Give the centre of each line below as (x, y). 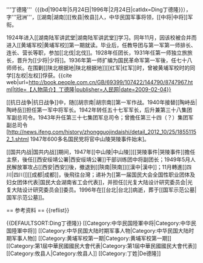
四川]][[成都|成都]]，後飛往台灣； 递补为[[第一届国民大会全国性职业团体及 (104, 175)
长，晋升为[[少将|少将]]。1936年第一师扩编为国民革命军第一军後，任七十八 (99, 60)
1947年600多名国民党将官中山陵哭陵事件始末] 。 (90, 139)
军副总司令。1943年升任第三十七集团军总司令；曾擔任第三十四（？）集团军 (100, 117)
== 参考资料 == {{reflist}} (38, 210)
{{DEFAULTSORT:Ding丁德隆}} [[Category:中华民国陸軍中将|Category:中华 (99, 223)
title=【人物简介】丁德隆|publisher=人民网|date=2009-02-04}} (93, 89)
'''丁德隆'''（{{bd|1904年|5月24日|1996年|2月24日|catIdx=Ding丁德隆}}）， (99, 9)
